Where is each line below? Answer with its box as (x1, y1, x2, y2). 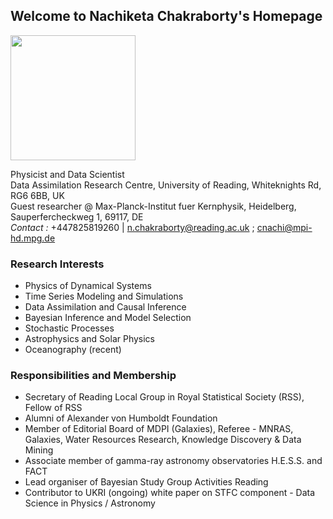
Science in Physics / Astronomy (24, 497, 156, 509)
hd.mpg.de (10, 232, 56, 244)
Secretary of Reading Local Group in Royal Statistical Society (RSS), (24, 391, 305, 403)
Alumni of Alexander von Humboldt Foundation (24, 412, 218, 424)
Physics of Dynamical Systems (24, 280, 152, 292)
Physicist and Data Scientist (10, 168, 125, 180)
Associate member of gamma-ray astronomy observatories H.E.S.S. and (24, 455, 323, 467)
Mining (24, 444, 54, 456)
